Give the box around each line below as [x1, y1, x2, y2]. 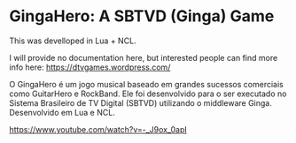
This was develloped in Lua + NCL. [9, 35, 136, 46]
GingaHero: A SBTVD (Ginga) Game [9, 6, 275, 26]
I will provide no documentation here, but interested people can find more [9, 52, 278, 63]
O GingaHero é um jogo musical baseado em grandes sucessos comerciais [9, 79, 284, 89]
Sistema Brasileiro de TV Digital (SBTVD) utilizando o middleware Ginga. [9, 97, 273, 108]
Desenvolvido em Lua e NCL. [9, 107, 115, 117]
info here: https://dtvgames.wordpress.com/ [9, 62, 171, 72]
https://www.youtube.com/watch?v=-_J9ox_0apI [9, 124, 188, 134]
